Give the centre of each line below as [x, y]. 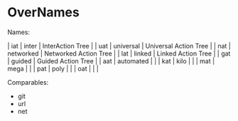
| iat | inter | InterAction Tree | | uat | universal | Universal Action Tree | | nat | [119, 46]
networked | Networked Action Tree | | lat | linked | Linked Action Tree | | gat [119, 53]
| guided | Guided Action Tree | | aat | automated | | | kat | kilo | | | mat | [111, 60]
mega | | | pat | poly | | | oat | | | [53, 68]
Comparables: [28, 82]
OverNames [43, 12]
